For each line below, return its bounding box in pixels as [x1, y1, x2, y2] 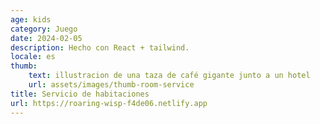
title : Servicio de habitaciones [10, 89, 150, 99]
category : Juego [10, 24, 78, 34]
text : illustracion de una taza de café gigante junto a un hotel [28, 71, 311, 81]
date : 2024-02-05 [10, 33, 83, 43]
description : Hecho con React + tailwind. [10, 42, 190, 53]
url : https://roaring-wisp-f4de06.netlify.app [10, 98, 208, 108]
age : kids [10, 14, 52, 25]
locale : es [10, 52, 56, 62]
